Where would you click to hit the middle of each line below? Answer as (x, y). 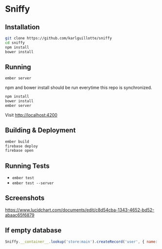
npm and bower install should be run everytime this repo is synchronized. (79, 88)
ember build (17, 142)
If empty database (33, 230)
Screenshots (25, 198)
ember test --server (33, 183)
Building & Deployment (40, 130)
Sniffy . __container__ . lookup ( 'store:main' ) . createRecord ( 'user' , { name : (81, 242)
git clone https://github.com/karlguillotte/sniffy (58, 38)
